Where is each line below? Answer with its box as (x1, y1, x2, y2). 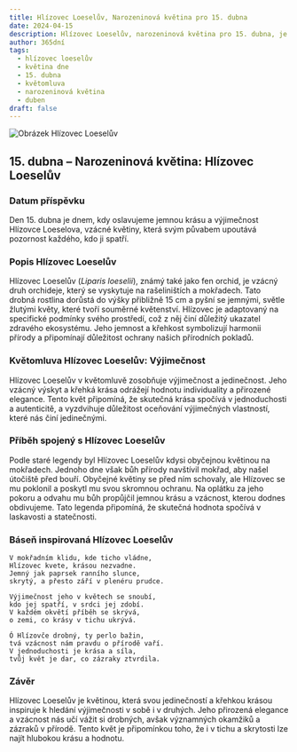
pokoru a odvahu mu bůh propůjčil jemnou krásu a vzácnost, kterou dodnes (9, 492, 285, 503)
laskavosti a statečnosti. (9, 511, 98, 522)
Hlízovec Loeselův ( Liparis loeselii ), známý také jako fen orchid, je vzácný (9, 276, 278, 287)
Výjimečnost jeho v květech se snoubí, (9, 592, 157, 602)
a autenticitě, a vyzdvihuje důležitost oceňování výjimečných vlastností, (9, 403, 270, 414)
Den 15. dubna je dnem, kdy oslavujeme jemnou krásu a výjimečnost (9, 214, 259, 225)
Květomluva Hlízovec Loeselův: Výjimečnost (9, 354, 206, 367)
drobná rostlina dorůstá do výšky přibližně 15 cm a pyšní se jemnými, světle (9, 295, 285, 305)
